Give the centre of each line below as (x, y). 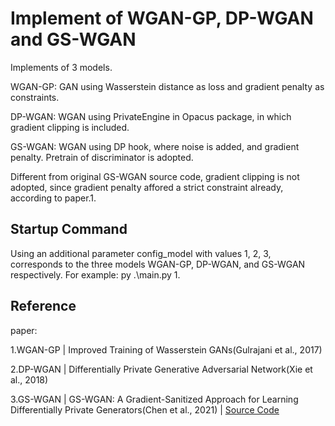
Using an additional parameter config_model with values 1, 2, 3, (141, 253)
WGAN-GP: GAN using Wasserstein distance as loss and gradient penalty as (167, 86)
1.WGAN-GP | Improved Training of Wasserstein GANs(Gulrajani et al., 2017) (166, 349)
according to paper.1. (53, 198)
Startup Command (69, 229)
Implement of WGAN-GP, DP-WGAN (162, 18)
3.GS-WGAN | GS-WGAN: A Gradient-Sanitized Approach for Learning (154, 399)
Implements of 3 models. (61, 67)
